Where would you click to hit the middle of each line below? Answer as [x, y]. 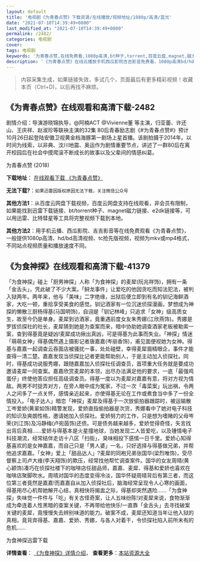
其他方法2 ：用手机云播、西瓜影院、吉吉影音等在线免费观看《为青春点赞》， [98, 231]
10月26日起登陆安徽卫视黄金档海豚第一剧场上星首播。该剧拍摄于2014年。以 [99, 138]
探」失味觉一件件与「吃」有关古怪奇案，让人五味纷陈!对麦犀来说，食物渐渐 [98, 498]
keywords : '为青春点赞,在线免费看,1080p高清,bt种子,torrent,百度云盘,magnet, [97, 56]
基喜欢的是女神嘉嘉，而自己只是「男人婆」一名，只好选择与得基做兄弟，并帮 [100, 446]
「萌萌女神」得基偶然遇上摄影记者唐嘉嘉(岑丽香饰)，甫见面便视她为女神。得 [99, 341]
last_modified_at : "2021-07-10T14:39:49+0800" [65, 28]
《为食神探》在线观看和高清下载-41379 [78, 266]
